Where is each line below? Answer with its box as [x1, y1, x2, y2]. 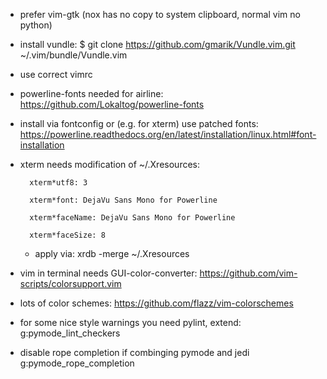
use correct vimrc [19, 69, 93, 80]
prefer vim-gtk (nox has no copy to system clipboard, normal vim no [19, 9, 301, 20]
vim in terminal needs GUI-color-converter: [19, 267, 198, 279]
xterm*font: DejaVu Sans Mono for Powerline [29, 195, 218, 205]
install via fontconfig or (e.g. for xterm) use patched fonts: [19, 118, 259, 129]
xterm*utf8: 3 [29, 178, 88, 188]
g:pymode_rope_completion [19, 357, 135, 369]
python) [19, 19, 53, 31]
